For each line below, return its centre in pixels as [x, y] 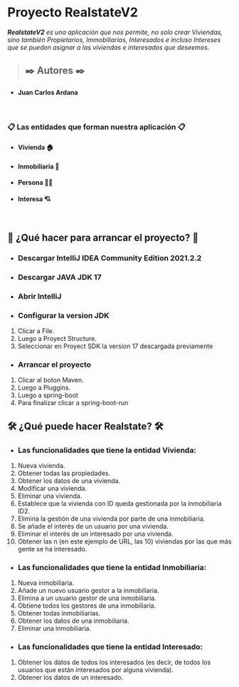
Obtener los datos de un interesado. [70, 678]
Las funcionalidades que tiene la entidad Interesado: [110, 647]
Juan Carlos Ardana [48, 92]
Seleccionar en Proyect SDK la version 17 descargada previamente [115, 346]
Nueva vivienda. [41, 465]
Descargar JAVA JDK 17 [59, 277]
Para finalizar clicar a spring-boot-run [73, 403]
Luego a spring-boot [48, 395]
